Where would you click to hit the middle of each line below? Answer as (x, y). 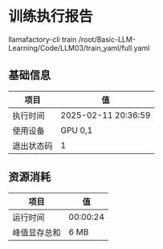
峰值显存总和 (37, 232)
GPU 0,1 (77, 130)
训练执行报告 (51, 17)
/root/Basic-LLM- (107, 39)
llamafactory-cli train (43, 39)
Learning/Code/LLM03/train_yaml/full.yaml (79, 48)
